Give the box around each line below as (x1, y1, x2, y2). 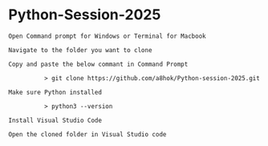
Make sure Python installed (8, 88, 103, 96)
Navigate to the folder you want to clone (8, 46, 152, 54)
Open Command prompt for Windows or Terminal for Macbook (8, 32, 206, 40)
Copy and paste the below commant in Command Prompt (8, 60, 189, 68)
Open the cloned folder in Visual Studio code (8, 130, 167, 138)
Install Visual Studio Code (8, 116, 103, 124)
